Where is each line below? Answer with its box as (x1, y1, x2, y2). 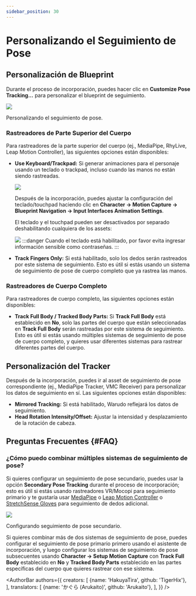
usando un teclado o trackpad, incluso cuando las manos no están (14, 166, 175, 173)
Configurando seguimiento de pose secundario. (6, 522, 122, 530)
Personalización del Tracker (6, 361, 110, 371)
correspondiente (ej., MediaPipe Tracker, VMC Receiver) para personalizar (6, 383, 187, 390)
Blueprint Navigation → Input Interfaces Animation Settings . (14, 207, 164, 214)
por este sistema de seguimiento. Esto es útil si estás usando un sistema (14, 261, 190, 268)
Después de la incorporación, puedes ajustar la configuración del (14, 195, 173, 202)
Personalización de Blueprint (6, 70, 114, 80)
